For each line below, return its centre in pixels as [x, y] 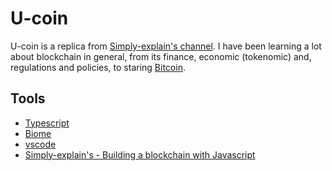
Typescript [47, 123]
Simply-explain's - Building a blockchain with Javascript [140, 154]
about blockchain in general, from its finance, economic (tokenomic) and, [161, 56]
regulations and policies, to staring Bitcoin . [98, 67]
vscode [40, 144]
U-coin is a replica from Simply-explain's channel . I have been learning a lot [166, 46]
